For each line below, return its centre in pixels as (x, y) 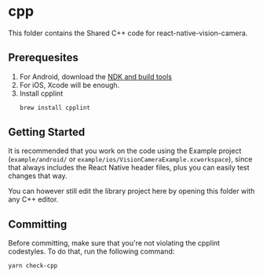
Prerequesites (43, 58)
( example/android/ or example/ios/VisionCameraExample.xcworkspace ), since (130, 159)
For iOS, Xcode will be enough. (69, 85)
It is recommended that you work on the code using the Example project (125, 151)
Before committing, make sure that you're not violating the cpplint (114, 243)
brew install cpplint (55, 108)
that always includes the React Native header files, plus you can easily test (129, 168)
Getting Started (47, 132)
